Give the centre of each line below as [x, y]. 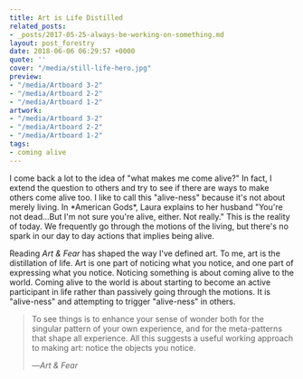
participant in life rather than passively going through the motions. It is [140, 291]
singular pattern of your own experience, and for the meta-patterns [157, 328]
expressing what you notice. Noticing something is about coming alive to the [151, 272]
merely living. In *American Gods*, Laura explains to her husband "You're [146, 207]
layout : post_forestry [52, 43]
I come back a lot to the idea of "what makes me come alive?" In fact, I [141, 178]
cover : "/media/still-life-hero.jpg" [80, 69]
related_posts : [38, 26]
